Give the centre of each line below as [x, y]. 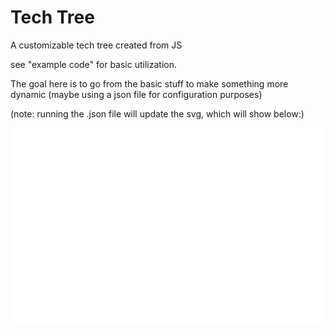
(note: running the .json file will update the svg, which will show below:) [157, 113]
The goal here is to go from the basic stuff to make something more [149, 83]
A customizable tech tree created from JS [96, 45]
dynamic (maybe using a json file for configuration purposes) [136, 94]
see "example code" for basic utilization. [93, 64]
